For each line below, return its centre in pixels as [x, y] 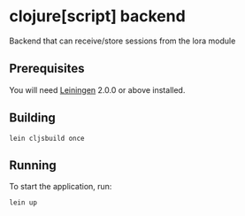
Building [32, 118]
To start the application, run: [61, 187]
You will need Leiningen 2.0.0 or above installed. [97, 89]
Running [33, 165]
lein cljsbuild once [47, 138]
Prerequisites [47, 69]
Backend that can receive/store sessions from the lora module [122, 41]
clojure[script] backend [97, 16]
